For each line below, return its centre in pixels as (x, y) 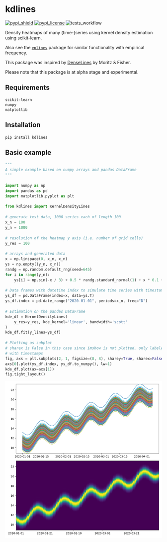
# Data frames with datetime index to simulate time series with (74, 290)
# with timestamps (24, 353)
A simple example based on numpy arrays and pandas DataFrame (71, 170)
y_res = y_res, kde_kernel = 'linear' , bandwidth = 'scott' (71, 322)
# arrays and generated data (35, 254)
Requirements (27, 88)
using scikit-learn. (24, 38)
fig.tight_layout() (25, 374)
